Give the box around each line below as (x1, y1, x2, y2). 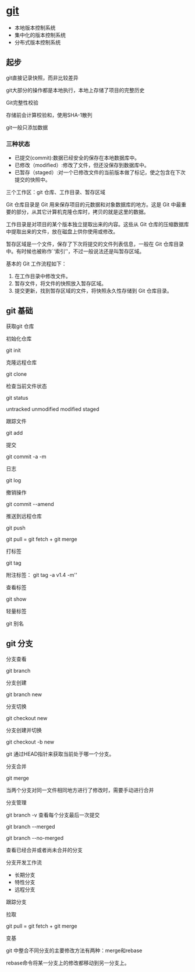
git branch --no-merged (6, 834, 64, 841)
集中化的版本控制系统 (14, 31, 66, 39)
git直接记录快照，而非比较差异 (6, 74, 79, 81)
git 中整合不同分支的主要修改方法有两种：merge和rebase (6, 947, 143, 954)
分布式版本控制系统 (14, 39, 61, 46)
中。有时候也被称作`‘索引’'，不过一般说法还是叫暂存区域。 (6, 248, 145, 255)
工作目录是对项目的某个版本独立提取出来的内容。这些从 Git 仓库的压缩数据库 (6, 221, 189, 228)
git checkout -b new (6, 738, 55, 745)
